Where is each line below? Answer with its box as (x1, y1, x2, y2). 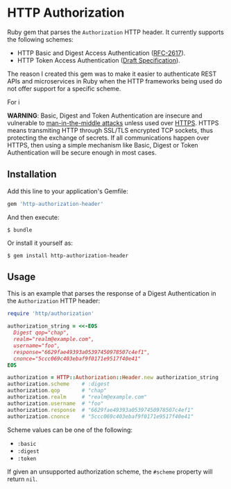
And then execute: (7, 213, 60, 221)
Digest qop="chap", (13, 329, 70, 337)
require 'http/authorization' (7, 310, 95, 317)
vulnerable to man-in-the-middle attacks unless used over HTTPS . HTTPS (7, 118, 219, 127)
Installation (7, 168, 57, 180)
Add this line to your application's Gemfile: (7, 186, 128, 195)
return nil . (7, 474, 38, 483)
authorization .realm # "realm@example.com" (7, 394, 148, 401)
